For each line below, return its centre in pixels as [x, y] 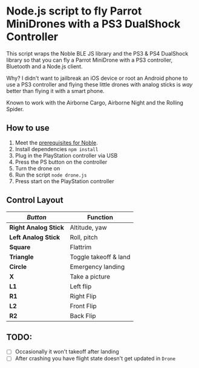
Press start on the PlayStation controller [64, 181]
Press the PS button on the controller [61, 162]
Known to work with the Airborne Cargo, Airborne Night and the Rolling [95, 102]
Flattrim [81, 247]
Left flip [81, 286]
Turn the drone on [38, 168]
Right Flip [83, 296]
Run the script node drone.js [51, 175]
